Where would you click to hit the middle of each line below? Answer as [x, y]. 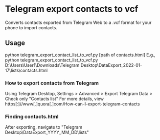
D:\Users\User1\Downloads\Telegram [42, 65]
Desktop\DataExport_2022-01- [111, 65]
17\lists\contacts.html [26, 70]
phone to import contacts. [31, 27]
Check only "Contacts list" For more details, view [55, 99]
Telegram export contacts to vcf [72, 9]
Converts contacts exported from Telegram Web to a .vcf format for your [78, 22]
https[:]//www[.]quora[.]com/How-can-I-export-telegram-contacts [73, 104]
